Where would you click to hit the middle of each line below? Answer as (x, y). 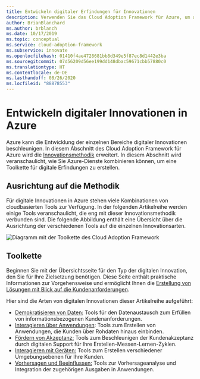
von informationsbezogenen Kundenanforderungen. (78, 318)
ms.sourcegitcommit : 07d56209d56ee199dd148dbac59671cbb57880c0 (86, 61)
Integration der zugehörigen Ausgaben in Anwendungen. (85, 369)
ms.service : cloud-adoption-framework (54, 45)
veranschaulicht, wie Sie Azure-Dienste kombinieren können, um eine (91, 161)
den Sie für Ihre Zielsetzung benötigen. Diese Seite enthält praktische (91, 277)
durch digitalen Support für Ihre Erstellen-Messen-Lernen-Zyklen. (96, 344)
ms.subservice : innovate (37, 51)
